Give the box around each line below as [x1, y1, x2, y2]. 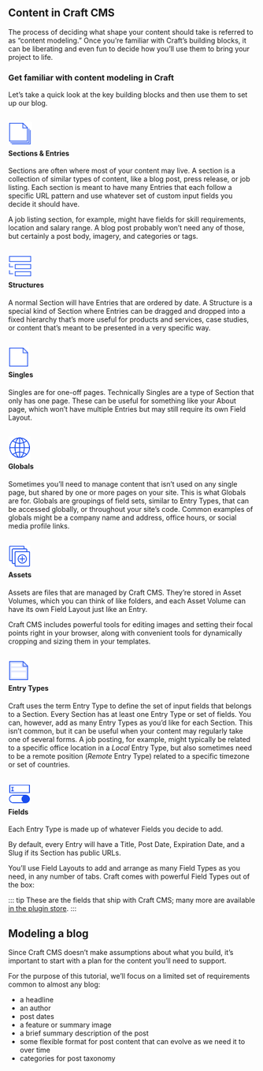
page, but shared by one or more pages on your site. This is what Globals [8, 487, 246, 497]
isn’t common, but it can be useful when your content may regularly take [8, 726, 243, 736]
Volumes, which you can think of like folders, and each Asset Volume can [8, 595, 246, 606]
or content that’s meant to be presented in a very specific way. [8, 323, 211, 332]
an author [19, 1003, 51, 1013]
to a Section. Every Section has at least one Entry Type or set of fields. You [8, 709, 252, 718]
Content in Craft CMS [8, 6, 115, 20]
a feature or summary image [19, 1021, 112, 1030]
